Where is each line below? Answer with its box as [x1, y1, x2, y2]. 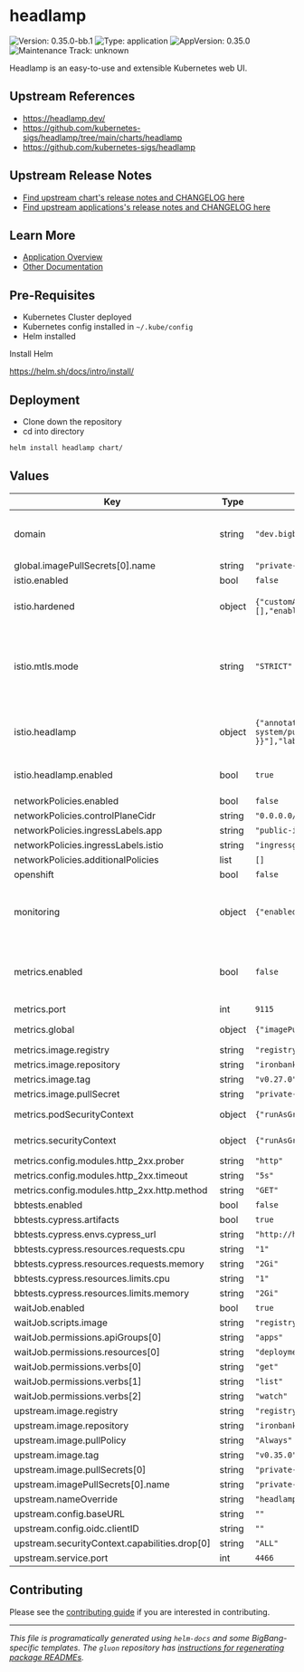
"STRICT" [254, 661, 292, 671]
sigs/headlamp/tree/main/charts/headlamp [22, 132, 183, 143]
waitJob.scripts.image [14, 1316, 109, 1329]
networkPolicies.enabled [14, 794, 119, 807]
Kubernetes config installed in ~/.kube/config [22, 321, 194, 332]
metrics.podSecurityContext [14, 1108, 134, 1121]
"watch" [254, 1390, 288, 1401]
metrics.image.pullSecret [14, 1087, 120, 1100]
